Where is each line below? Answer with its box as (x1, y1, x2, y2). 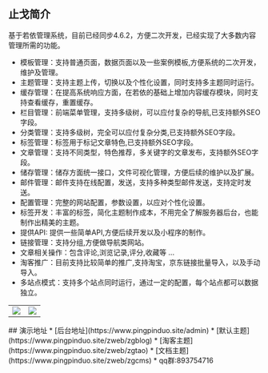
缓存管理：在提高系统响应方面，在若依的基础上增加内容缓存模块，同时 (19, 87, 252, 97)
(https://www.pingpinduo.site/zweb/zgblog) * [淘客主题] (8, 335, 194, 345)
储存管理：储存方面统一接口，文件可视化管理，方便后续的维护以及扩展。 (19, 167, 258, 177)
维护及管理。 (19, 67, 62, 77)
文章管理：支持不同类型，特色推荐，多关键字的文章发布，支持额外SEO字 (19, 147, 258, 157)
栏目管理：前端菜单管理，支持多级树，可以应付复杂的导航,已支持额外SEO (19, 107, 261, 117)
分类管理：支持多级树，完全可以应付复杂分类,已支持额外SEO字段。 (19, 127, 240, 137)
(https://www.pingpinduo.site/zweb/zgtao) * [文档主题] (8, 345, 190, 355)
